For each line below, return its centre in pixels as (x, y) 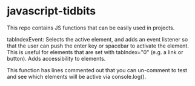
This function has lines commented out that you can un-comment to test (97, 70)
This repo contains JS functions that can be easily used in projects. (91, 28)
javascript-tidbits (51, 11)
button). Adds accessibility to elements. (56, 58)
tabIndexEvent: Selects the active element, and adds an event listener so (97, 39)
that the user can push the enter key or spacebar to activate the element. (98, 46)
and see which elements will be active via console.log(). (77, 76)
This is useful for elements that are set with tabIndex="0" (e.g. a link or (95, 52)
